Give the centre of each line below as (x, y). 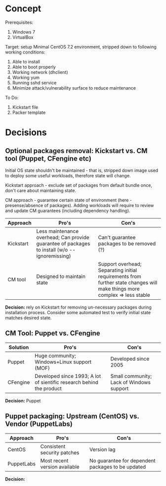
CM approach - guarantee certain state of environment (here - (68, 200)
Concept (23, 9)
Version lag (102, 449)
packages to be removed (127, 243)
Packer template (29, 112)
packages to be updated (118, 467)
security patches (60, 452)
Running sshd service (34, 83)
